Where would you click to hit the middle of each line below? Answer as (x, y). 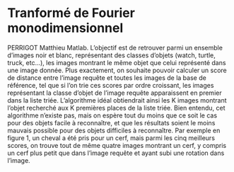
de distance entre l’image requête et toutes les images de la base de (107, 78)
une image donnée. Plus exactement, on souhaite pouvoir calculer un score (117, 70)
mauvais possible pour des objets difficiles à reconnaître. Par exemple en (114, 130)
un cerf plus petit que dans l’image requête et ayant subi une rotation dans (116, 153)
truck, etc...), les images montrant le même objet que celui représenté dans (117, 62)
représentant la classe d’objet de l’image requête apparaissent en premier (115, 93)
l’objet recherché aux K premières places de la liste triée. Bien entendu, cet (116, 108)
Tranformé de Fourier (71, 13)
